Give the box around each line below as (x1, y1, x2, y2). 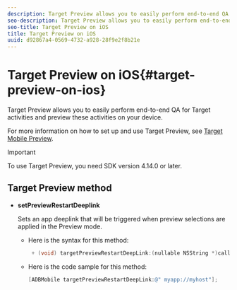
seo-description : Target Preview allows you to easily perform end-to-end (7, 17, 232, 24)
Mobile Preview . (7, 134, 54, 143)
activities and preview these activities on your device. (7, 113, 164, 122)
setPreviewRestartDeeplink (17, 201, 100, 209)
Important (7, 148, 36, 156)
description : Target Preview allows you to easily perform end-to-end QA (7, 10, 229, 18)
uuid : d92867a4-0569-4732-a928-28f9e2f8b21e (7, 37, 140, 44)
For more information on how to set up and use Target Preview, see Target (7, 127, 224, 135)
